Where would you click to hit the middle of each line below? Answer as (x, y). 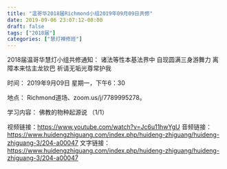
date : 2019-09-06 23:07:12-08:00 (55, 20)
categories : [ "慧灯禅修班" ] (45, 39)
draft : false (26, 26)
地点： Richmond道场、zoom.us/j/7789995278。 (76, 98)
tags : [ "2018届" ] (32, 33)
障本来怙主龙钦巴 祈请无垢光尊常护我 (59, 68)
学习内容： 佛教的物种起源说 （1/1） (58, 112)
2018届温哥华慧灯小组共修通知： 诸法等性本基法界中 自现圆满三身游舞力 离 (113, 60)
